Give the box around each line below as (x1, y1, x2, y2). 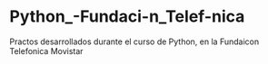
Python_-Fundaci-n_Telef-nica (9, 6, 245, 27)
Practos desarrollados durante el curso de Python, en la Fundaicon (9, 36, 260, 47)
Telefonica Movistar (9, 45, 84, 56)
